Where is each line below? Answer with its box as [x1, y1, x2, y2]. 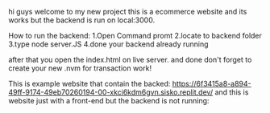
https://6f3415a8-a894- [172, 79, 251, 88]
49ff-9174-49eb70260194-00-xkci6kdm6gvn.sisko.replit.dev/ [8, 87, 214, 97]
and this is [214, 87, 249, 97]
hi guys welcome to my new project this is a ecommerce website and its [8, 7, 247, 16]
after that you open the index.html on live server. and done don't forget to [8, 55, 252, 64]
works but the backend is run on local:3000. [8, 15, 156, 25]
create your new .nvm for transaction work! [8, 63, 152, 73]
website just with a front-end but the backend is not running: [8, 96, 210, 105]
